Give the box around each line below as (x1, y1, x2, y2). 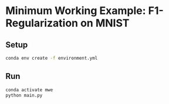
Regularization (5, 16, 79, 30)
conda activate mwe (5, 86, 53, 93)
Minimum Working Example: (5, 4, 146, 18)
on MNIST (80, 16, 130, 30)
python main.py (5, 92, 43, 98)
